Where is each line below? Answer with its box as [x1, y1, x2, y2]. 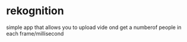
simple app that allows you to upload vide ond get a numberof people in [6, 24, 182, 31]
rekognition [6, 4, 64, 18]
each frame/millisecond [6, 30, 64, 37]
